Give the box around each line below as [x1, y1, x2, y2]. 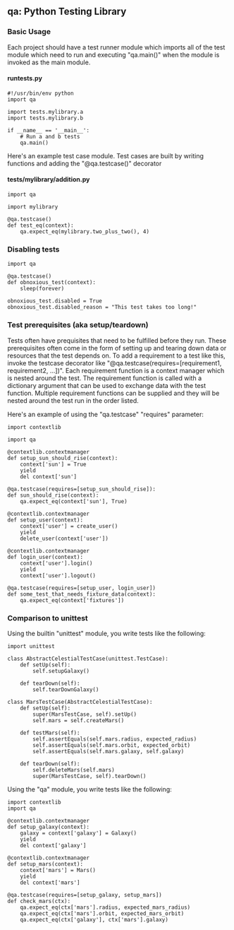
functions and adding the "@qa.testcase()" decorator [7, 159, 162, 167]
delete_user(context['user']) [20, 535, 109, 542]
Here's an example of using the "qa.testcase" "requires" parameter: [7, 410, 204, 418]
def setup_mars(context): [7, 860, 83, 868]
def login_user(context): [7, 553, 83, 560]
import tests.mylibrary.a [7, 108, 83, 115]
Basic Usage [7, 27, 51, 37]
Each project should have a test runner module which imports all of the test [7, 42, 226, 52]
